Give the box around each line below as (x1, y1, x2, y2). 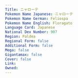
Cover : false (5, 57, 31, 62)
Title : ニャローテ (5, 7, 39, 12)
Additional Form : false (5, 43, 53, 48)
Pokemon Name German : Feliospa (5, 16, 68, 21)
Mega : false (5, 47, 29, 52)
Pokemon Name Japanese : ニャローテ (5, 12, 74, 16)
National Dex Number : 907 (5, 30, 57, 34)
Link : (5, 61, 16, 66)
